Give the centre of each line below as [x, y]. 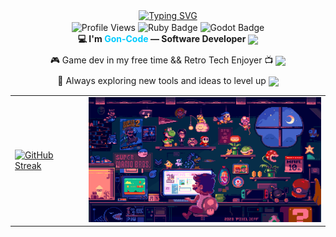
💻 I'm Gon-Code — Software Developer [162, 38]
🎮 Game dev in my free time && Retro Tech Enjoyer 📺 [161, 60]
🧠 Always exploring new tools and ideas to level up [162, 80]
